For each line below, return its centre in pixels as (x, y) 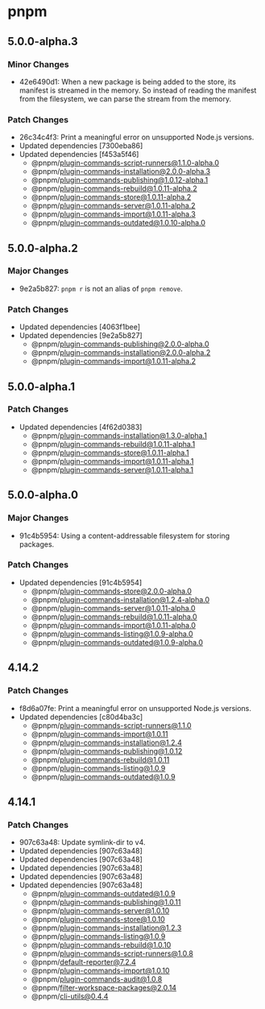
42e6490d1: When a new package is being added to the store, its (128, 81)
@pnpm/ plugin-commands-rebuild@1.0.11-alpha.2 (114, 188)
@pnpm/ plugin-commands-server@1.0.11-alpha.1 (112, 469)
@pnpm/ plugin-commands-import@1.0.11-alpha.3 (114, 214)
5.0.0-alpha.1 (41, 386)
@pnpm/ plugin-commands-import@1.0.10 (100, 971)
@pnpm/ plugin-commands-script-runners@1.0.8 (112, 953)
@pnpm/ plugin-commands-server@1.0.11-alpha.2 (113, 206)
